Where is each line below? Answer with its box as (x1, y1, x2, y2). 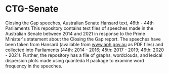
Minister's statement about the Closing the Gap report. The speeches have (5, 36, 161, 42)
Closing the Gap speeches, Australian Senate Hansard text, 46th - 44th (5, 20, 154, 26)
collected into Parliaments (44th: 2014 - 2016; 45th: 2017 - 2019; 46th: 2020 (5, 47, 164, 53)
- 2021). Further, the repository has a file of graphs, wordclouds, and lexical (5, 52, 163, 58)
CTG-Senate (5, 3, 59, 15)
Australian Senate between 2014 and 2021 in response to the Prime (5, 30, 146, 36)
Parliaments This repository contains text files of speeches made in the (5, 25, 153, 31)
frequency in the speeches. (5, 63, 62, 69)
